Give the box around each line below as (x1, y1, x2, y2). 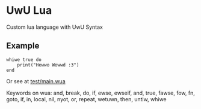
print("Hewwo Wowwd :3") (17, 62, 79, 68)
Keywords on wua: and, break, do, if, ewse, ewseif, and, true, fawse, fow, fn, (6, 89, 196, 96)
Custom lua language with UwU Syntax (6, 23, 104, 31)
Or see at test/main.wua (6, 77, 66, 84)
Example (6, 41, 40, 51)
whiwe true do (6, 56, 42, 63)
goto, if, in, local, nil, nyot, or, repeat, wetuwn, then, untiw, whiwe (6, 95, 167, 102)
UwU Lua (6, 4, 52, 17)
